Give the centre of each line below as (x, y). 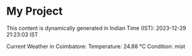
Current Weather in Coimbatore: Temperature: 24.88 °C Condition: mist (96, 46)
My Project (35, 11)
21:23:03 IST (22, 34)
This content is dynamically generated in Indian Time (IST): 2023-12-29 (96, 28)
